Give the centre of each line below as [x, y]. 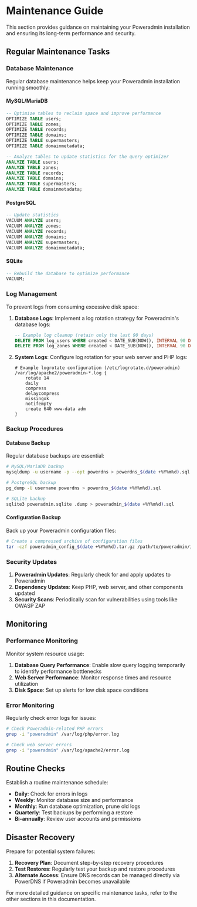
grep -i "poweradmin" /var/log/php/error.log [62, 734]
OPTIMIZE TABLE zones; [34, 124]
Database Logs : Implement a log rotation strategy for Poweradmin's [97, 318]
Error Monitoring [30, 705]
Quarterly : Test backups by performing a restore [74, 813]
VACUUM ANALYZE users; [34, 221]
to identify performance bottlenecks [58, 671]
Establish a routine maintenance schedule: [57, 783]
